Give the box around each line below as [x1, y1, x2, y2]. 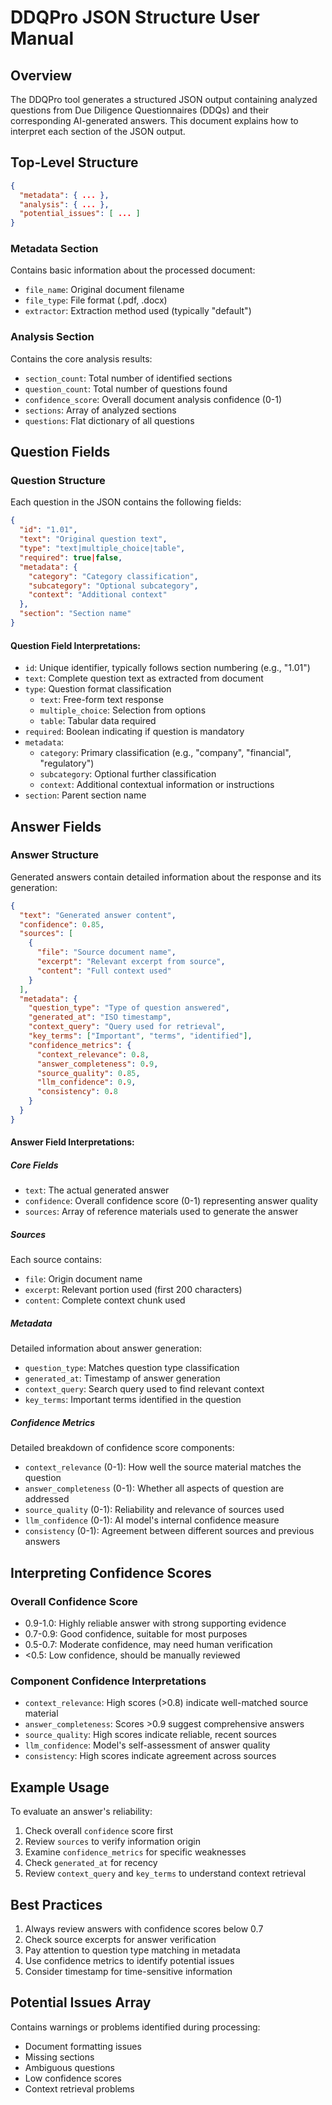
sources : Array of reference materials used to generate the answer [24, 1206, 299, 1218]
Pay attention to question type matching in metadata [24, 1944, 241, 1956]
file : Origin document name [24, 1273, 143, 1285]
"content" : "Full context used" [36, 966, 172, 976]
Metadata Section [10, 242, 99, 256]
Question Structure [10, 474, 106, 488]
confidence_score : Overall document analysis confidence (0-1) [24, 393, 283, 405]
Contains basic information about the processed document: [10, 264, 256, 276]
